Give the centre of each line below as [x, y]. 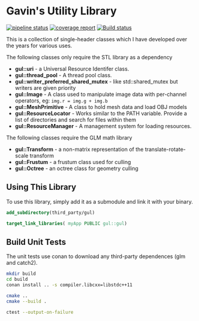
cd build [17, 280]
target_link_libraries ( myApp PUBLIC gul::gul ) [67, 223]
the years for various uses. [39, 46]
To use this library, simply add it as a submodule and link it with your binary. [99, 201]
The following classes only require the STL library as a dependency [89, 57]
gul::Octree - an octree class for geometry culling [77, 168]
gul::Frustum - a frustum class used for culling [73, 162]
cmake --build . [26, 301]
